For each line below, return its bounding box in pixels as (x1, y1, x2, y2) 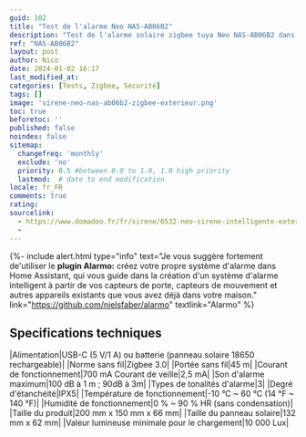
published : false (9, 124, 76, 133)
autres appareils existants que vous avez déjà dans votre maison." (9, 289, 258, 300)
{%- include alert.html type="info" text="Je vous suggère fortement (9, 250, 264, 261)
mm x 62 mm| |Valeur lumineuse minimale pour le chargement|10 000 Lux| (9, 417, 290, 429)
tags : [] (9, 89, 43, 99)
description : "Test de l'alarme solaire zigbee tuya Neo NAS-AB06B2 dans (9, 30, 296, 39)
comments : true (9, 192, 67, 201)
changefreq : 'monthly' (17, 149, 104, 158)
